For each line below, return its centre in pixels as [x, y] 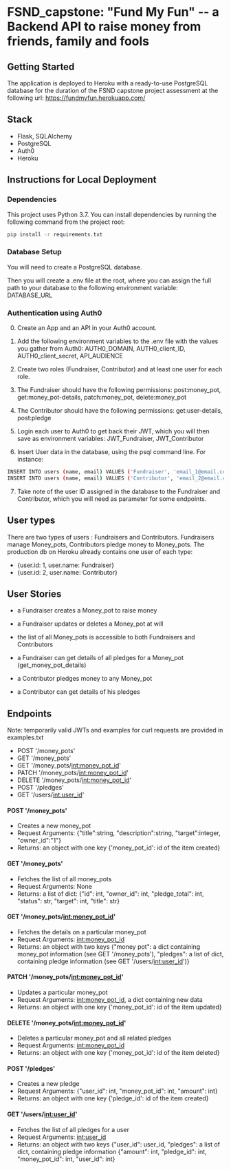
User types [31, 521]
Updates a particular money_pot [62, 992]
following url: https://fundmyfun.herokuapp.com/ [76, 98]
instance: [30, 459]
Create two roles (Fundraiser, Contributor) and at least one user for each [120, 369]
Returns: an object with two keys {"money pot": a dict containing [109, 946]
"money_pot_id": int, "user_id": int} [66, 1159]
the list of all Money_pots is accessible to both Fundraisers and [106, 637]
